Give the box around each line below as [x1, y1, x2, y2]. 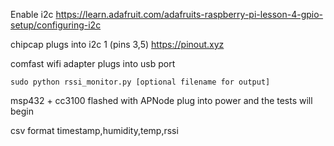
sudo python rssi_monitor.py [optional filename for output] [10, 77, 271, 87]
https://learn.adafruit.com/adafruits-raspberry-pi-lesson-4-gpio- [55, 9, 324, 20]
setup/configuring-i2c [10, 19, 102, 31]
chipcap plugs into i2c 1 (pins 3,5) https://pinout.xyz [10, 39, 225, 50]
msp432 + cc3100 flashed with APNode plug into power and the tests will [10, 95, 313, 106]
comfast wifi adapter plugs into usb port [10, 58, 176, 69]
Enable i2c [10, 9, 54, 20]
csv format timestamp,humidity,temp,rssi [10, 125, 179, 136]
